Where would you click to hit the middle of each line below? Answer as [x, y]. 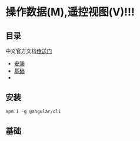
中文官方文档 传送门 [29, 51]
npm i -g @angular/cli [33, 112]
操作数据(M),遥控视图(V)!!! [70, 12]
